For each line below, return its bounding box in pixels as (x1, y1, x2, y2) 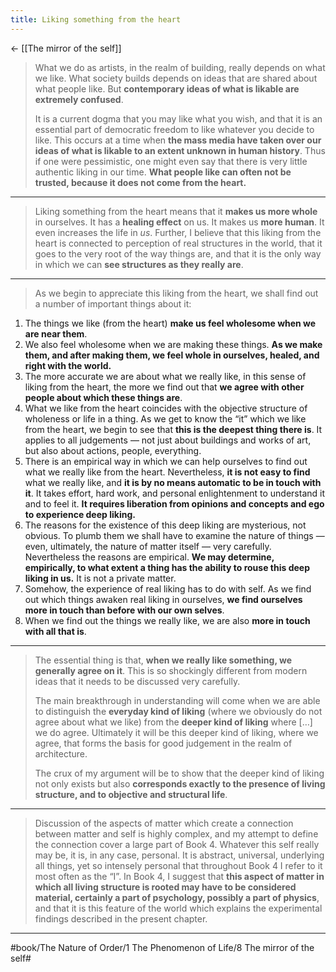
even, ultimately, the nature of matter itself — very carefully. (24, 540, 272, 552)
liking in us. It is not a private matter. (24, 572, 177, 584)
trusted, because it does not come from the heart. (34, 176, 247, 188)
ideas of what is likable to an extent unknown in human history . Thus (34, 144, 326, 156)
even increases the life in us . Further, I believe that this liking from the (34, 226, 322, 238)
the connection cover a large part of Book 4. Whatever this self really (34, 838, 320, 850)
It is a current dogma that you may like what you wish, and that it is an (34, 112, 323, 125)
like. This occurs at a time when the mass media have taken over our (34, 134, 322, 146)
